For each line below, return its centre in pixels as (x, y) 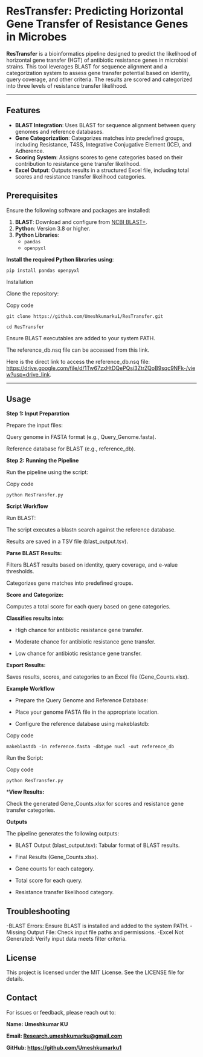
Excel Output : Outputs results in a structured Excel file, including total (102, 170)
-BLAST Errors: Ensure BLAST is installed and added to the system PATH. (98, 926)
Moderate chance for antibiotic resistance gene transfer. (85, 642)
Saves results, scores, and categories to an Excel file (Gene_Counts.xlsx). (98, 677)
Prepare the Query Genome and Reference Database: (82, 700)
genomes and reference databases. (59, 131)
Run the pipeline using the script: (47, 472)
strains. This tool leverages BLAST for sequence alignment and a (87, 66)
